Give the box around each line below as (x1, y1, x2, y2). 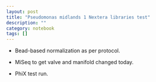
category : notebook (6, 25, 55, 31)
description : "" (6, 20, 46, 26)
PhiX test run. (14, 70, 49, 77)
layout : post (6, 8, 39, 15)
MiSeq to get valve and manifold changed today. (14, 59, 134, 66)
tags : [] (6, 31, 28, 37)
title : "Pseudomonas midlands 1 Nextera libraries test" (6, 14, 151, 20)
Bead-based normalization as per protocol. (14, 47, 120, 54)
